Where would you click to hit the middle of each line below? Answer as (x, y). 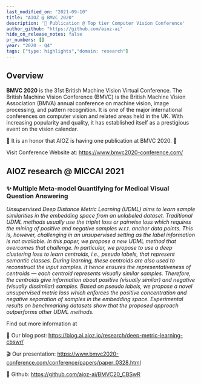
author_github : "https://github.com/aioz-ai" (64, 29)
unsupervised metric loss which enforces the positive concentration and (97, 293)
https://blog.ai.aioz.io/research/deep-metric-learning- (116, 336)
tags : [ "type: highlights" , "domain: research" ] (68, 51)
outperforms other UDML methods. (50, 312)
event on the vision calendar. (42, 129)
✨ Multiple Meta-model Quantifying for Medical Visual (88, 188)
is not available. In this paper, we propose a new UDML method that (91, 241)
